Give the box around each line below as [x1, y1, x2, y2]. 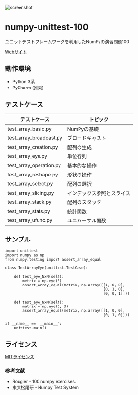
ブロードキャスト [67, 134, 106, 141]
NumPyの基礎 [67, 125, 99, 132]
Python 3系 [12, 78, 35, 84]
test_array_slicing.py [7, 189, 54, 196]
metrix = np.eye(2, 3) [22, 304, 69, 309]
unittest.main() [14, 326, 47, 330]
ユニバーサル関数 [67, 217, 106, 224]
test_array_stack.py [7, 198, 52, 205]
